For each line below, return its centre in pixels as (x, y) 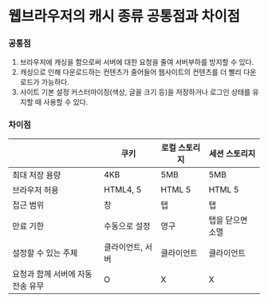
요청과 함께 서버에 (44, 274)
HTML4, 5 (122, 189)
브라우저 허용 (35, 190)
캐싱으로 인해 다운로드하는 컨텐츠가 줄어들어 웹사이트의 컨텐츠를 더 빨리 (130, 72)
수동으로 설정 (127, 226)
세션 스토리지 (232, 153)
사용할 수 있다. (66, 102)
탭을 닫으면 (228, 220)
